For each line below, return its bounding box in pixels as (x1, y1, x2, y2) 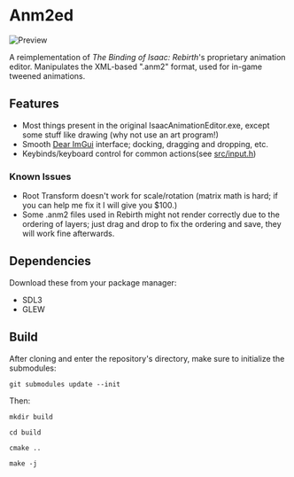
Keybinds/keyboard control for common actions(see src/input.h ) (21, 148, 257, 159)
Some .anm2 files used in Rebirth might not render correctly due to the (21, 209, 281, 220)
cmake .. (9, 443, 42, 452)
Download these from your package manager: (9, 277, 177, 288)
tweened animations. (9, 70, 86, 81)
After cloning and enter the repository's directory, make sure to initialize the (9, 353, 285, 364)
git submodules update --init (9, 379, 121, 388)
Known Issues (9, 170, 72, 183)
